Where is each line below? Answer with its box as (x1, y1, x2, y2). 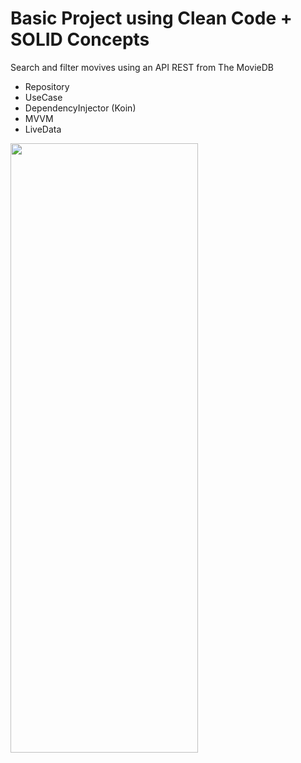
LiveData (24, 123, 62, 135)
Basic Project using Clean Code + (10, 7, 293, 30)
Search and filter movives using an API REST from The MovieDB (10, 61, 274, 73)
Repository (24, 80, 70, 92)
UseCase (24, 91, 63, 103)
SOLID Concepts (10, 28, 150, 51)
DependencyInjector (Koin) (24, 102, 137, 114)
